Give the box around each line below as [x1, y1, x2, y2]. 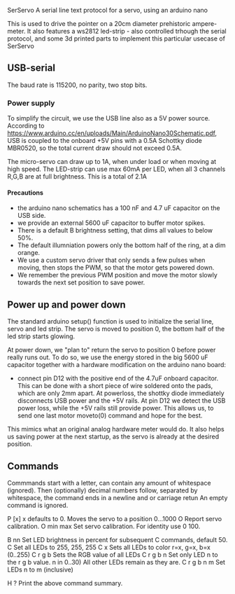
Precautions [7, 188, 44, 197]
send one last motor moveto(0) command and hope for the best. [17, 411, 203, 420]
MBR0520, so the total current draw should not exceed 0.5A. [7, 144, 182, 153]
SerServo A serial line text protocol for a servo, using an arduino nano [7, 6, 208, 14]
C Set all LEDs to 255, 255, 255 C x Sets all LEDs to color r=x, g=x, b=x [7, 543, 211, 551]
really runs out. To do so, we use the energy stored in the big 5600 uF [7, 353, 208, 361]
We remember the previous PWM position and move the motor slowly [17, 271, 218, 279]
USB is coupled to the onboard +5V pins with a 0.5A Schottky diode [7, 137, 203, 145]
